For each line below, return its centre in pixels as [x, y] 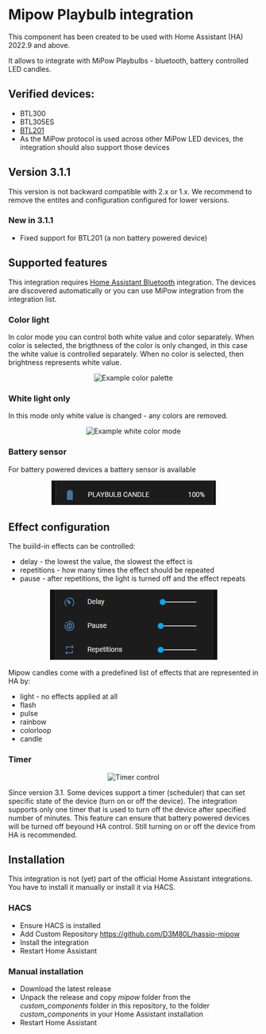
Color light [29, 319]
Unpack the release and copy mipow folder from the [105, 997]
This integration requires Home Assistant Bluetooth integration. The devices [132, 282]
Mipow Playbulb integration [101, 15]
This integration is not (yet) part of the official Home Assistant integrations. [130, 879]
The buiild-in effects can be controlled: [72, 546]
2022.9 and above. [39, 45]
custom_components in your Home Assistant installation [112, 1014]
